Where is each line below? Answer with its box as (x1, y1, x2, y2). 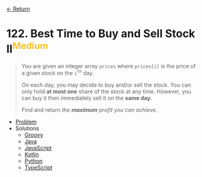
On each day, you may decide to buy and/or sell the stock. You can (21, 81, 192, 88)
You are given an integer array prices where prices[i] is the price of (21, 63, 196, 70)
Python (24, 157, 43, 165)
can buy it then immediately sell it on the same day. (21, 94, 152, 101)
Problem (15, 118, 37, 125)
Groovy (24, 131, 44, 138)
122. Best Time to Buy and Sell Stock (6, 27, 195, 41)
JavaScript (24, 144, 52, 151)
